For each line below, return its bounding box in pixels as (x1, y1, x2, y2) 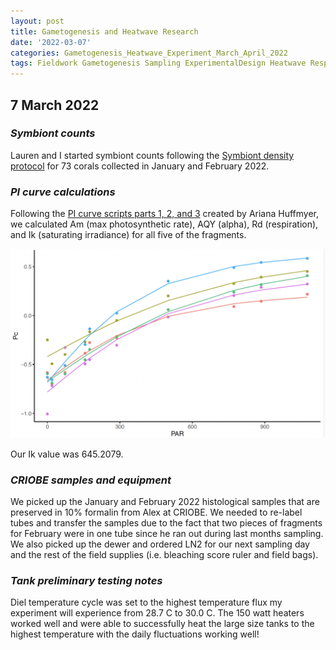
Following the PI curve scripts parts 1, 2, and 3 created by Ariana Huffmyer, (10, 208, 320, 220)
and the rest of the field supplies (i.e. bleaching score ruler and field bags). (10, 549, 319, 561)
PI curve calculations (10, 185, 116, 199)
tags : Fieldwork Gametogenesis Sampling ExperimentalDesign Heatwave (10, 58, 307, 69)
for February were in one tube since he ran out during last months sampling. (10, 528, 324, 540)
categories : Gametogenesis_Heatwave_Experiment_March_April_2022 (10, 48, 288, 58)
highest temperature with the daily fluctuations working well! (10, 628, 260, 640)
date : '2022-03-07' (10, 37, 92, 47)
